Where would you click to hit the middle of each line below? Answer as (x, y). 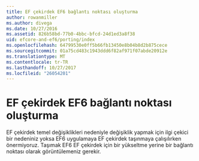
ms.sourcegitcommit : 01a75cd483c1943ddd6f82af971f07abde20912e (87, 51)
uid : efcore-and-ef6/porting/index (51, 40)
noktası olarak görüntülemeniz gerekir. (54, 151)
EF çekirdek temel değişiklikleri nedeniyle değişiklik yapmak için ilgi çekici (97, 132)
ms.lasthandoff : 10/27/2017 (41, 68)
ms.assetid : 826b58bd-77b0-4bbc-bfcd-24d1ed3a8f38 (71, 34)
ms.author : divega (29, 23)
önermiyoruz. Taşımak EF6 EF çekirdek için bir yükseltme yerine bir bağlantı (100, 145)
